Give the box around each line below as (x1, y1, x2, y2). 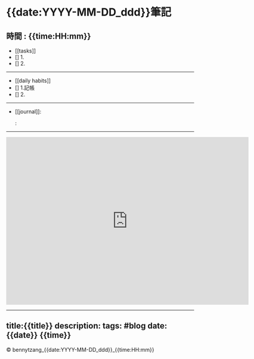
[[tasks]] (14, 47, 36, 54)
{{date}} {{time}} (6, 330, 72, 341)
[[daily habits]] (14, 77, 51, 84)
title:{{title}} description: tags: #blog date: (6, 321, 168, 331)
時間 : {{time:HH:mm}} (6, 31, 91, 41)
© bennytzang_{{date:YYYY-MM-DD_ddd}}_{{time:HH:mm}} (6, 346, 154, 353)
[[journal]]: (14, 108, 42, 115)
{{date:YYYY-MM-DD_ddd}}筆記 (6, 5, 172, 19)
